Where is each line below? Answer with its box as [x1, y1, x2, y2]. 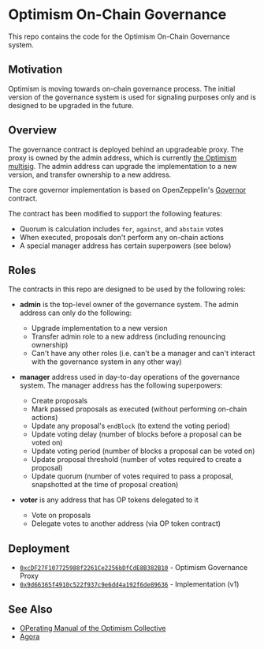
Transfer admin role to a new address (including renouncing [31, 332, 226, 341]
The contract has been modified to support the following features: [8, 208, 222, 218]
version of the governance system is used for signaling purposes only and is [8, 92, 256, 102]
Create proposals [31, 396, 88, 406]
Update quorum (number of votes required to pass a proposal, [31, 471, 234, 481]
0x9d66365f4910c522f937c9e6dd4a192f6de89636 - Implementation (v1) [19, 580, 240, 589]
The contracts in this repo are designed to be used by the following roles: [8, 284, 246, 294]
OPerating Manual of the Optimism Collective [19, 624, 166, 632]
